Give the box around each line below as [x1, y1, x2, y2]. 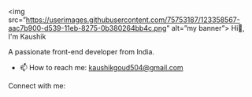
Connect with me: [8, 81, 65, 90]
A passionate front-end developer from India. [8, 47, 155, 56]
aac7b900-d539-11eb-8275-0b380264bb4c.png [8, 24, 167, 32]
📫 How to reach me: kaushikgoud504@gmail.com [19, 63, 183, 72]
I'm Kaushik [8, 32, 46, 41]
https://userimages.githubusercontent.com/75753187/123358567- [25, 15, 240, 24]
